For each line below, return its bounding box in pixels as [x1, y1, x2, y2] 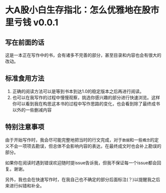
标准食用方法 [5, 74, 45, 83]
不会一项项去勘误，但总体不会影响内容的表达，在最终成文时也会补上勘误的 [9, 143, 162, 149]
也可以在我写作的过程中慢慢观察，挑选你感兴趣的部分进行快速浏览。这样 [12, 95, 160, 100]
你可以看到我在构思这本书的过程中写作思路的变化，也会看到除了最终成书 [12, 100, 160, 106]
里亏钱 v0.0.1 [5, 17, 58, 28]
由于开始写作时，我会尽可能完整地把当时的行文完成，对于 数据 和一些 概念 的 [5, 137, 155, 143]
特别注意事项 [5, 123, 45, 131]
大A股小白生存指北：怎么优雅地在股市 [5, 4, 160, 16]
